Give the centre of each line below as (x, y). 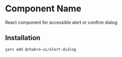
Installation (23, 38)
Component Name (43, 9)
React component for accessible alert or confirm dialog (61, 22)
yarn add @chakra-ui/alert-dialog (41, 49)
